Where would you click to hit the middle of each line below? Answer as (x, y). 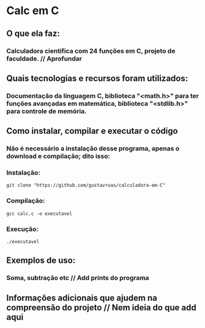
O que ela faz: (33, 33)
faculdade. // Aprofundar (44, 58)
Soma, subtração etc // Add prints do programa (78, 278)
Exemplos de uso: (41, 261)
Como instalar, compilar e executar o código (92, 131)
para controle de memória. (47, 111)
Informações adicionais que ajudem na (82, 298)
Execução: (22, 229)
